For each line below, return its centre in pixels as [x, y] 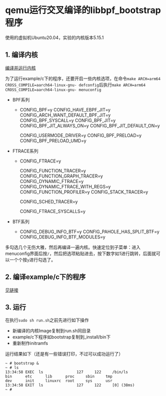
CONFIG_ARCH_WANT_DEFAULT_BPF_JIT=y [65, 115]
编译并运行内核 [20, 67]
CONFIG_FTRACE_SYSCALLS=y [53, 211]
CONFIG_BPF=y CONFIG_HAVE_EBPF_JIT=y [65, 109]
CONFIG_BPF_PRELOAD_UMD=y [53, 140]
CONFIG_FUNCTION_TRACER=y [53, 170]
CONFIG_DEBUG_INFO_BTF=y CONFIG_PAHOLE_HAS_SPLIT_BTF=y [89, 231]
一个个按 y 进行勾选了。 [32, 259]
